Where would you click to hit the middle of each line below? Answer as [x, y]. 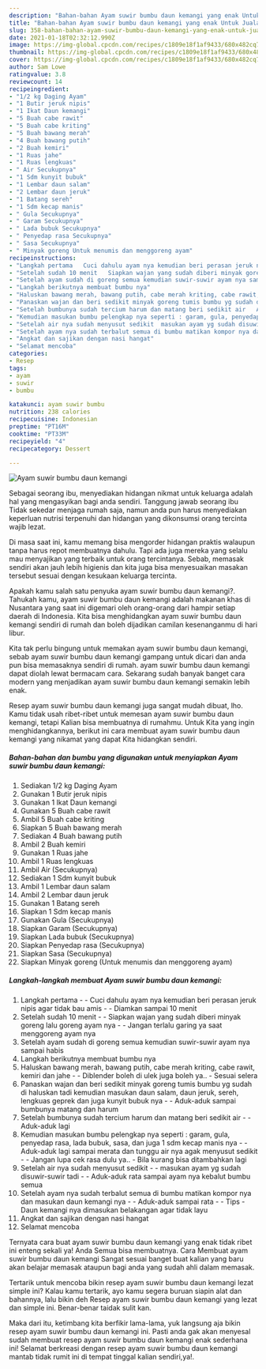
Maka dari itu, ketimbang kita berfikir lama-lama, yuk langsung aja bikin [125, 1323]
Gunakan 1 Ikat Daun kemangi [69, 802]
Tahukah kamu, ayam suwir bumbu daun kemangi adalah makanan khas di [130, 600]
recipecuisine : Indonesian [53, 420]
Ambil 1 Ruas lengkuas [57, 862]
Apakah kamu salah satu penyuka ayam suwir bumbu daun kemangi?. [122, 591]
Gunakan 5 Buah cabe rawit [66, 811]
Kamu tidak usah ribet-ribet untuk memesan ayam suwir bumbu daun [122, 714]
